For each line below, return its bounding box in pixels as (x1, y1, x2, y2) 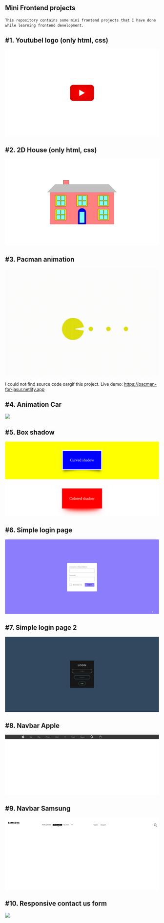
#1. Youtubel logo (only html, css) (5, 36, 108, 44)
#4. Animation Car (5, 400, 62, 409)
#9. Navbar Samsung (5, 804, 71, 813)
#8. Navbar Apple (5, 722, 60, 730)
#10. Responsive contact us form (5, 900, 107, 908)
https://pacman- (123, 381, 157, 387)
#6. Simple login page (5, 526, 72, 534)
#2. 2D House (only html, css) (5, 146, 97, 154)
